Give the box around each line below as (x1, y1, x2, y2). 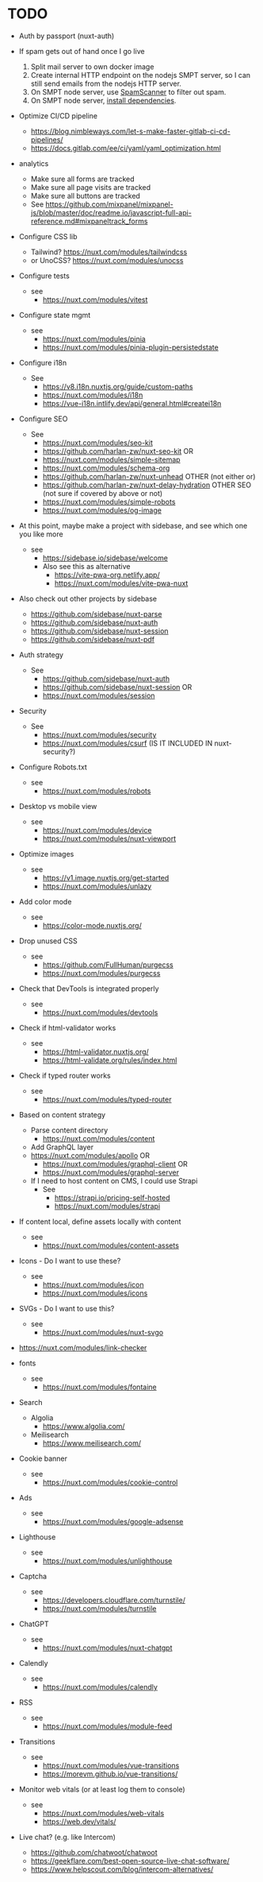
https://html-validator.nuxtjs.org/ (42, 1047, 150, 1056)
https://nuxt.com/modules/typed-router (42, 1094, 172, 1104)
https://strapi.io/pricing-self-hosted (54, 1193, 171, 1202)
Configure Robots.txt (18, 762, 88, 772)
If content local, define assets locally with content (18, 1217, 181, 1226)
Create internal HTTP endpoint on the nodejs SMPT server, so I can (30, 70, 251, 79)
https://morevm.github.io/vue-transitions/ (42, 1769, 178, 1779)
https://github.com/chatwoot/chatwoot (30, 1847, 158, 1857)
